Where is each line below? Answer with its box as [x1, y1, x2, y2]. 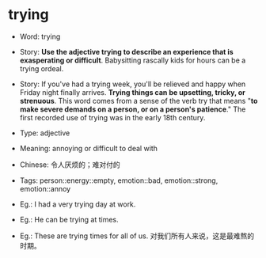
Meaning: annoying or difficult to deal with [19, 143, 158, 153]
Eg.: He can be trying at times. [19, 214, 119, 224]
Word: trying [19, 32, 61, 41]
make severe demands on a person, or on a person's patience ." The [19, 104, 246, 114]
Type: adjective [19, 128, 70, 138]
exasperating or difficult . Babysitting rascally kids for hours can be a [19, 55, 246, 65]
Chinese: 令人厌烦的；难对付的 [19, 160, 120, 169]
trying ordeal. [19, 63, 64, 73]
